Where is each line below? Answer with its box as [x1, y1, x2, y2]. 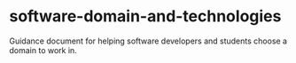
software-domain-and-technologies [9, 6, 282, 27]
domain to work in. [9, 44, 77, 55]
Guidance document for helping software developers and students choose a [9, 35, 288, 46]
